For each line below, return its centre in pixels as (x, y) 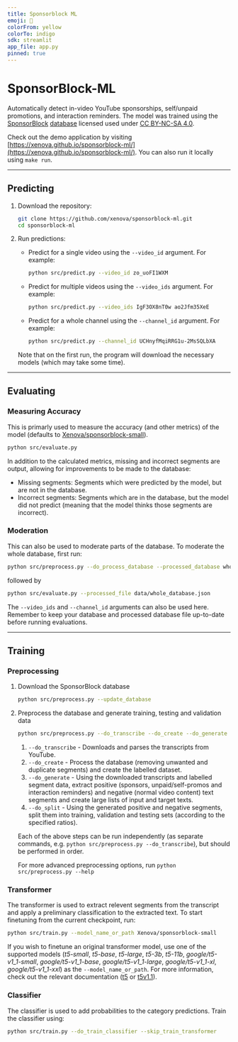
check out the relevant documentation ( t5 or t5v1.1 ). (82, 977)
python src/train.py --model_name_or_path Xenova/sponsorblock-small (112, 933)
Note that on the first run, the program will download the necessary (116, 355)
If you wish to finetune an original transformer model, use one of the (107, 947)
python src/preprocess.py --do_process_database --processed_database (114, 567)
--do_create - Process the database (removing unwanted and (118, 763)
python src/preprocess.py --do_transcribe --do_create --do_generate (123, 734)
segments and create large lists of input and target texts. (110, 800)
